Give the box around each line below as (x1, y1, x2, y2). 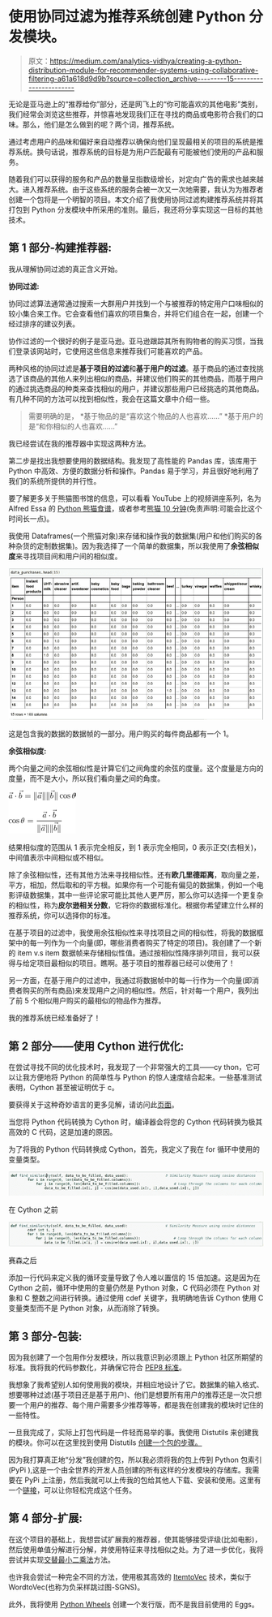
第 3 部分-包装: (8, 1329, 83, 1343)
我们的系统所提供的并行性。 (8, 476, 101, 485)
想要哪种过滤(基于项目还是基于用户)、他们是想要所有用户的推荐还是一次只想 (8, 1390, 262, 1399)
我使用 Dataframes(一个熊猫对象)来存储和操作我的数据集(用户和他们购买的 (8, 531, 256, 541)
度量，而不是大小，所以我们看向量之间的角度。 (8, 774, 164, 783)
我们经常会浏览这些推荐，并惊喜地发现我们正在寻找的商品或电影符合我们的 (8, 109, 257, 119)
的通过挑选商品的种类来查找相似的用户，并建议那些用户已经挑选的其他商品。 (8, 383, 264, 394)
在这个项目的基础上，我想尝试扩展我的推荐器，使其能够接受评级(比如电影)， (8, 1534, 262, 1544)
